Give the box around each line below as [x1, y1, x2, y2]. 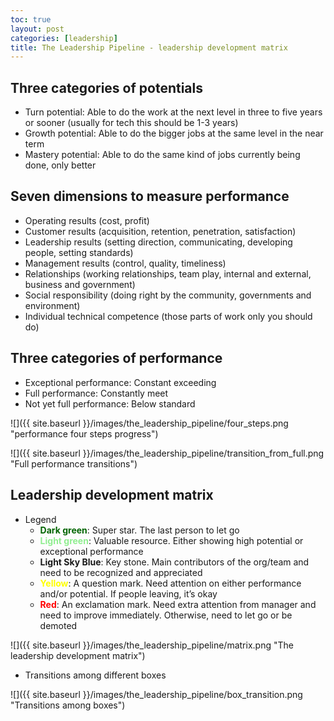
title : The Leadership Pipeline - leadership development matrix [10, 42, 288, 53]
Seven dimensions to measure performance [10, 188, 290, 205]
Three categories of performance [10, 350, 223, 367]
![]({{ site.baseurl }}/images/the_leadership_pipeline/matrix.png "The [10, 639, 294, 651]
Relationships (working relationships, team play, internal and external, [24, 267, 312, 280]
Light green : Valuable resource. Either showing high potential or [39, 534, 304, 546]
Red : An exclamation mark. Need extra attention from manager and [39, 598, 317, 610]
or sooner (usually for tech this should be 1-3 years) [24, 117, 239, 129]
